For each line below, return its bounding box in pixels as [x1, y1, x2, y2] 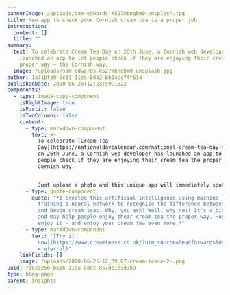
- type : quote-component [25, 188, 97, 195]
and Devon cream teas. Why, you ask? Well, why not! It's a [37, 207, 213, 214]
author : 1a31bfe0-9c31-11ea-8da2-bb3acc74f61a [7, 73, 142, 81]
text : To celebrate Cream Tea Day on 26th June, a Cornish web [13, 49, 197, 56]
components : [7, 86, 41, 93]
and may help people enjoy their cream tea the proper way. [37, 213, 213, 220]
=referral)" [37, 245, 72, 252]
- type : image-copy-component [13, 93, 99, 100]
